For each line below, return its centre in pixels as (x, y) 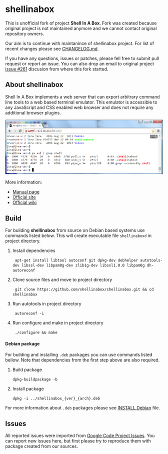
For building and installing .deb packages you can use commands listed (79, 355)
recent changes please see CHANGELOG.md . (52, 48)
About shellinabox (34, 85)
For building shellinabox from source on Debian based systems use (75, 230)
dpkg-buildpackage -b (35, 379)
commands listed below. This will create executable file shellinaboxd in (78, 235)
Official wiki (24, 202)
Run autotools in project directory (47, 304)
